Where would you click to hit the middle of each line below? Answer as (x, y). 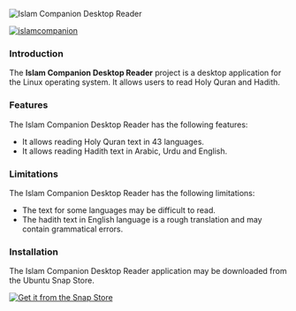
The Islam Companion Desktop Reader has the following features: (129, 125)
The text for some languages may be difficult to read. (119, 210)
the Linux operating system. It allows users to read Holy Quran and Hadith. (145, 82)
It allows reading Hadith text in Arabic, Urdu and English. (125, 151)
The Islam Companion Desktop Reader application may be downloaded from (148, 271)
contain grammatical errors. (72, 229)
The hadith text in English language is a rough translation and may (142, 219)
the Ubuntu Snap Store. (52, 281)
